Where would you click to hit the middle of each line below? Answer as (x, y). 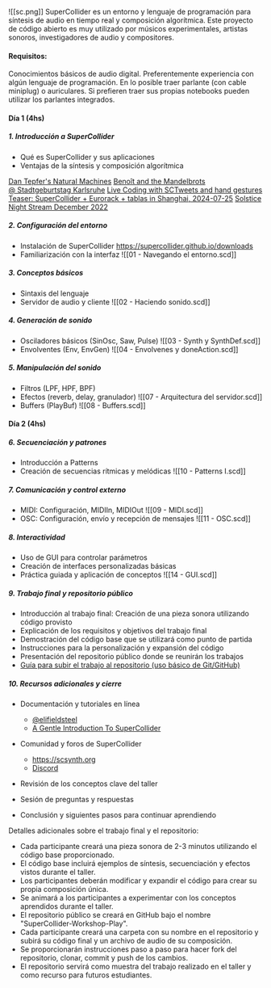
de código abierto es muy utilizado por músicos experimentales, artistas (128, 29)
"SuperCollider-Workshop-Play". (74, 923)
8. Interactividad (37, 537)
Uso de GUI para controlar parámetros (83, 557)
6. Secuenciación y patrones (58, 442)
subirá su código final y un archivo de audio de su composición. (126, 941)
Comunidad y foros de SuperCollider (81, 744)
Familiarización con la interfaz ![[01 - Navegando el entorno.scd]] (128, 254)
